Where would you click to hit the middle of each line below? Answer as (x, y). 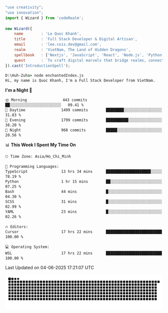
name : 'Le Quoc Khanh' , (48, 34)
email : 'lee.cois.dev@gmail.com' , (58, 45)
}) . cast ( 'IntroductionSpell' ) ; (38, 66)
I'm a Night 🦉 (19, 90)
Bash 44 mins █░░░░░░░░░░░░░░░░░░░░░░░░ (84, 192)
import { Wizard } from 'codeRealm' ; (44, 18)
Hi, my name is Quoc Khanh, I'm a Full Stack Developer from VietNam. (80, 81)
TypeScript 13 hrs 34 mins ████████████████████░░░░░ (84, 172)
